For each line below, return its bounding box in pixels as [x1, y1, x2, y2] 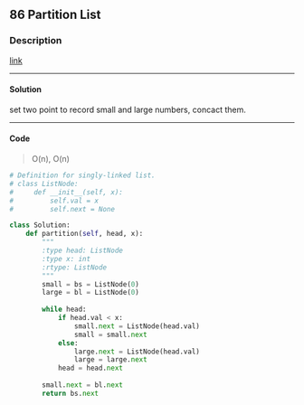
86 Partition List [9, 7, 101, 23]
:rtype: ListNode [42, 262, 107, 272]
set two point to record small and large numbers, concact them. [9, 104, 246, 115]
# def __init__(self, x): [9, 187, 124, 197]
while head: [42, 305, 88, 315]
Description [9, 34, 62, 47]
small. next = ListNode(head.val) [73, 321, 201, 331]
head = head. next [57, 363, 124, 373]
